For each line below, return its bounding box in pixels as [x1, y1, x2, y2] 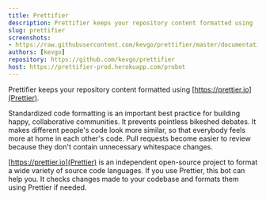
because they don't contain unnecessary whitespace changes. [8, 142, 214, 151]
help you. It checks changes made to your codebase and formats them [8, 174, 239, 183]
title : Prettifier [8, 11, 69, 20]
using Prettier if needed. [8, 183, 87, 192]
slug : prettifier [8, 26, 66, 34]
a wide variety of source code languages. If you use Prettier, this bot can [8, 165, 245, 175]
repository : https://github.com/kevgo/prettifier [8, 56, 176, 64]
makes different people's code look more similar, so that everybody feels [8, 125, 246, 134]
